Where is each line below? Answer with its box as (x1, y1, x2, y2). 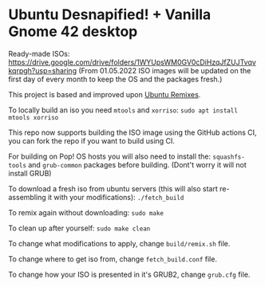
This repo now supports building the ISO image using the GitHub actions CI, (8, 128, 257, 137)
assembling (8, 192, 46, 202)
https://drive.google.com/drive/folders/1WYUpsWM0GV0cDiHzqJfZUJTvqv (8, 57, 257, 67)
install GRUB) (8, 168, 52, 178)
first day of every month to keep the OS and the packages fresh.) (8, 74, 223, 84)
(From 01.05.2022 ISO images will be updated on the (78, 65, 251, 75)
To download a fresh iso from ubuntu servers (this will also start (8, 183, 218, 193)
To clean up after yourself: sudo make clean (8, 223, 151, 233)
